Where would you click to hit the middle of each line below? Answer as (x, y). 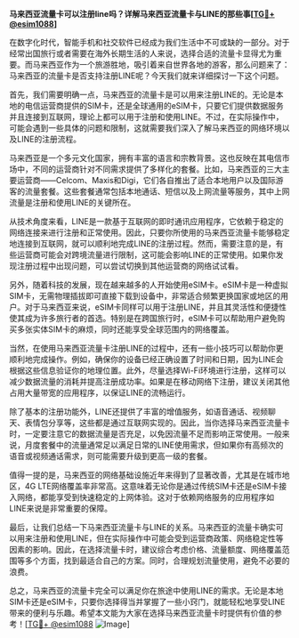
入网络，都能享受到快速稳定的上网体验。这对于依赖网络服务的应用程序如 (141, 497)
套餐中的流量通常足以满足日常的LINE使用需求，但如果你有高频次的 (162, 445)
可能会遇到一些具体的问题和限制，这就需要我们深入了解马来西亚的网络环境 (145, 128)
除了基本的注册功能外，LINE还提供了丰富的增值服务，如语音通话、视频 (139, 412)
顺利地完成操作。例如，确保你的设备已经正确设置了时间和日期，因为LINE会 (146, 359)
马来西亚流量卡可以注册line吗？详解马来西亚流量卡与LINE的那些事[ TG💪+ (142, 14)
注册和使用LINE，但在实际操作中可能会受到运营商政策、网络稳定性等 (158, 538)
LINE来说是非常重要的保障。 (61, 508)
